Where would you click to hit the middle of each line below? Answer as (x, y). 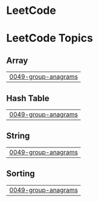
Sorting (21, 174)
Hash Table (28, 98)
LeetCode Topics (50, 38)
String (18, 136)
